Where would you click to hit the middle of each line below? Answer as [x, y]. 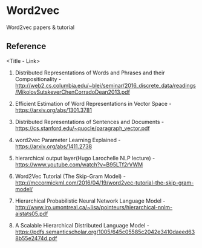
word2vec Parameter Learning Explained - [68, 140]
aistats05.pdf [31, 214]
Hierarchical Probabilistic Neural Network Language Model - [90, 201]
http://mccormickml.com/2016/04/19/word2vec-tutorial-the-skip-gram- [104, 183]
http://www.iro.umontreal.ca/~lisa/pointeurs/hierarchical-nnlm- [94, 207]
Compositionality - [38, 79]
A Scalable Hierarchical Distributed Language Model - [82, 225]
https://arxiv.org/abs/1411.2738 [54, 146]
